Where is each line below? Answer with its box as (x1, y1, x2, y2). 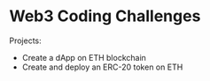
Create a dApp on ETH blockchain (21, 52, 146, 63)
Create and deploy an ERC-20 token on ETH (21, 62, 183, 72)
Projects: (9, 35, 42, 46)
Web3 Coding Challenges (9, 6, 201, 26)
